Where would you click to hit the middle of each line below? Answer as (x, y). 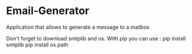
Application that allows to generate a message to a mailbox (78, 27)
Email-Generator (48, 11)
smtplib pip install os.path (38, 45)
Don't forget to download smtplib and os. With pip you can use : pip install (96, 38)
